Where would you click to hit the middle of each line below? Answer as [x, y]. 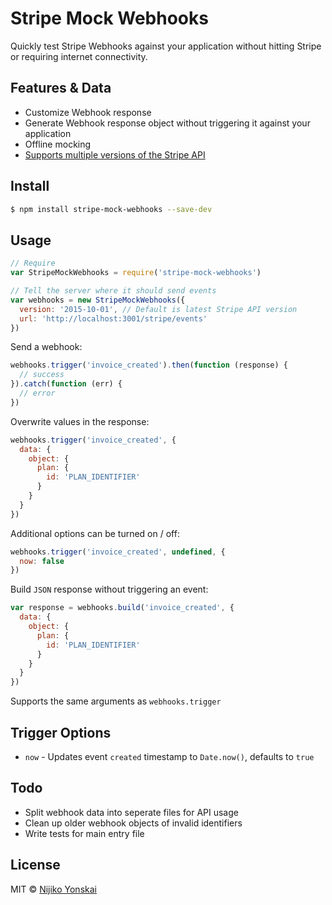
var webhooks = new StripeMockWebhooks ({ [98, 300]
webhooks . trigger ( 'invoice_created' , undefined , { [118, 552]
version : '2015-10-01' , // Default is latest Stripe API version [158, 309]
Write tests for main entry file [84, 833]
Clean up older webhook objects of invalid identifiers [133, 823]
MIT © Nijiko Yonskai [53, 889]
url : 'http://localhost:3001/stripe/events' [113, 318]
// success [42, 375]
